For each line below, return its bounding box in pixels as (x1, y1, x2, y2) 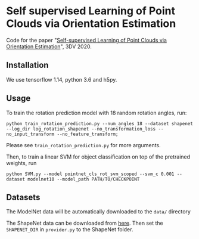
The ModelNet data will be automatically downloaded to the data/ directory (6, 208, 191, 215)
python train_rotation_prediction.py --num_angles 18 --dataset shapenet (6, 120, 194, 126)
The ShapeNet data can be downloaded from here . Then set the (6, 219, 163, 227)
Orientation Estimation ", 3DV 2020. (6, 43, 92, 50)
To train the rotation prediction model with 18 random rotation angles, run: (6, 109, 187, 116)
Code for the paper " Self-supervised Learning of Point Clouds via (6, 36, 167, 44)
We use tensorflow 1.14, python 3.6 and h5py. (6, 76, 117, 83)
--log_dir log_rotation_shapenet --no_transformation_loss (6, 126, 156, 132)
